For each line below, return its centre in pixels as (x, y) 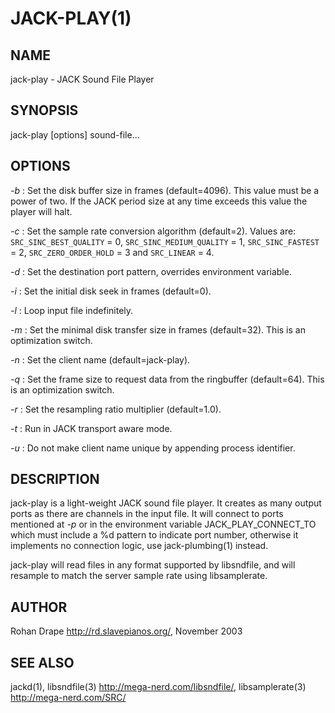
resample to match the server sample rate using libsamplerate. (139, 576)
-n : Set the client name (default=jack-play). (100, 359)
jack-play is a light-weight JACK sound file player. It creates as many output (166, 503)
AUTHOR (39, 607)
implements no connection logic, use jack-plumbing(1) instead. (139, 546)
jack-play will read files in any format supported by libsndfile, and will (153, 565)
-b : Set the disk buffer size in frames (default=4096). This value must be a (165, 190)
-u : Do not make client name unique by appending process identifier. (153, 448)
